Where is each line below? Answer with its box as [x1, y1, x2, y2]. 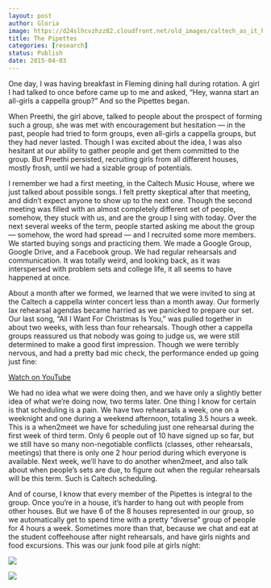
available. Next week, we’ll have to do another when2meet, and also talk [8, 456, 248, 466]
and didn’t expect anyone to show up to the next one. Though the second [8, 195, 252, 205]
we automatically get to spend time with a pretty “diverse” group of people [8, 515, 256, 524]
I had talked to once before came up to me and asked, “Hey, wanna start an [8, 87, 260, 97]
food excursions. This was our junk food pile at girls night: [8, 540, 201, 550]
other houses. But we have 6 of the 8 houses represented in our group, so [8, 506, 254, 516]
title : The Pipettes [8, 34, 78, 43]
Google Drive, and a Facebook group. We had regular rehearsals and [8, 246, 237, 256]
